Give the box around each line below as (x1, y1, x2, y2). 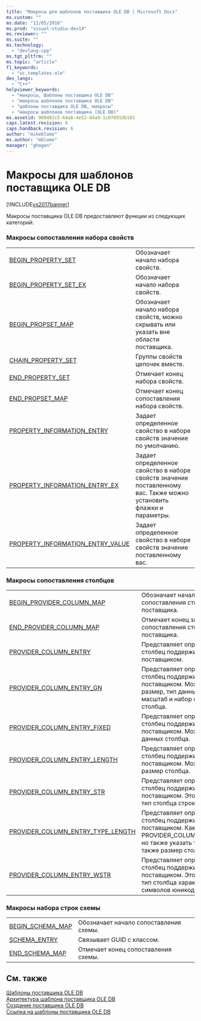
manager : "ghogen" (6, 142, 52, 149)
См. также (6, 973, 48, 983)
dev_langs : (6, 75, 33, 81)
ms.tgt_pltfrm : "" (6, 53, 52, 59)
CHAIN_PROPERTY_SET (9, 356, 77, 364)
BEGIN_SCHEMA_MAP (9, 922, 73, 931)
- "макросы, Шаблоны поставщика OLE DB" (11, 92, 114, 98)
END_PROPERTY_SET (9, 373, 71, 381)
